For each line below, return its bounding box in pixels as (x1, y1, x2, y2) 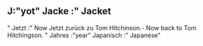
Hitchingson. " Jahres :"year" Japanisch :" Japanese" (7, 31, 161, 39)
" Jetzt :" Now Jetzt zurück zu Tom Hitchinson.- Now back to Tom (7, 23, 197, 32)
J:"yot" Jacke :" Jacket (7, 5, 111, 17)
